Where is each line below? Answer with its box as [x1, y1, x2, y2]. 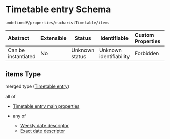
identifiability [99, 53, 130, 60]
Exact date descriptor [20, 128, 65, 134]
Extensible [40, 34, 67, 41]
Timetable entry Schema [5, 4, 111, 15]
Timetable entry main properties [12, 103, 80, 109]
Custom [135, 31, 154, 38]
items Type [5, 70, 41, 79]
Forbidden [135, 50, 159, 57]
